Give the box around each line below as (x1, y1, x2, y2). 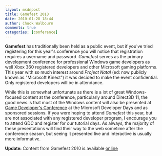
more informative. (5, 136, 40, 142)
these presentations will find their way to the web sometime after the (5, 126, 143, 131)
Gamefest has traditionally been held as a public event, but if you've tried (5, 44, 153, 49)
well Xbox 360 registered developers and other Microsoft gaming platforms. (5, 64, 158, 70)
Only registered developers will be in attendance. (5, 80, 104, 86)
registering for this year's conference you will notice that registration (5, 48, 143, 54)
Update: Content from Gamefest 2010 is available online (5, 145, 118, 151)
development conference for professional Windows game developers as (5, 59, 150, 65)
